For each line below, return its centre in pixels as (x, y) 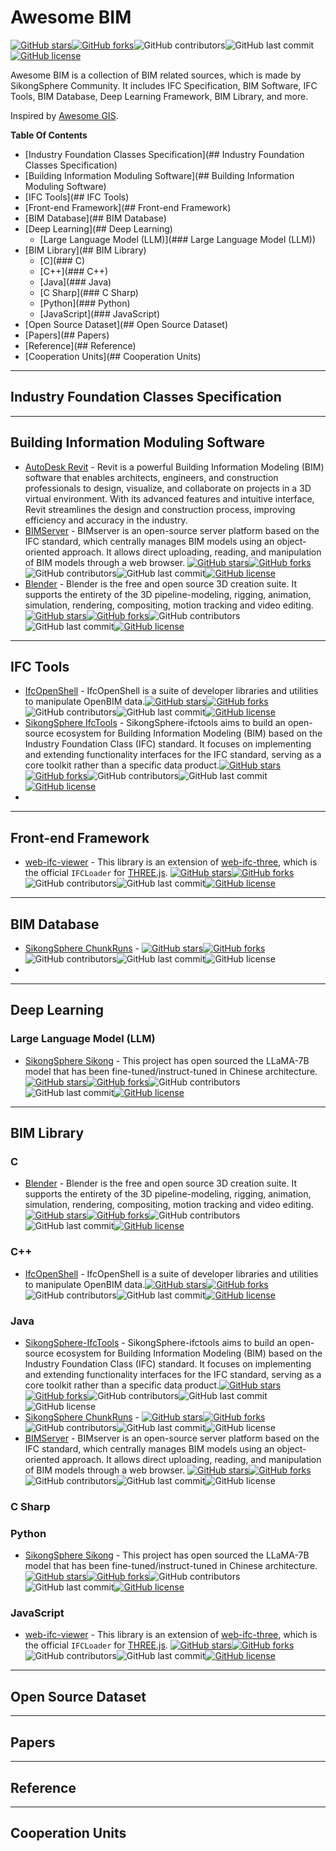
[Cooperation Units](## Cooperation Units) (113, 356)
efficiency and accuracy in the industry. (106, 520)
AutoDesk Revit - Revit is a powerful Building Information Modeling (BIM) (174, 467)
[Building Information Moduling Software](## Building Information (159, 175)
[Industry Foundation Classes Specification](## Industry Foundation (164, 154)
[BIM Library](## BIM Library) (85, 250)
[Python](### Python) (85, 303)
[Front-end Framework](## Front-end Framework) (128, 207)
